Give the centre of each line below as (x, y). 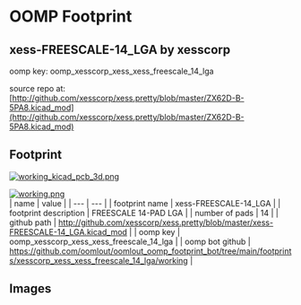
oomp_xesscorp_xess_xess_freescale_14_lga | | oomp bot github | (130, 241)
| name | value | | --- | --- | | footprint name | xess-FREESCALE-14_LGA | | (145, 203)
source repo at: (37, 88)
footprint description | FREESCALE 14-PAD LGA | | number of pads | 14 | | (144, 213)
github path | (33, 222)
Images (30, 289)
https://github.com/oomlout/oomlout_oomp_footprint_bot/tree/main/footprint (150, 251)
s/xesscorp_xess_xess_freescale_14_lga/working (99, 260)
